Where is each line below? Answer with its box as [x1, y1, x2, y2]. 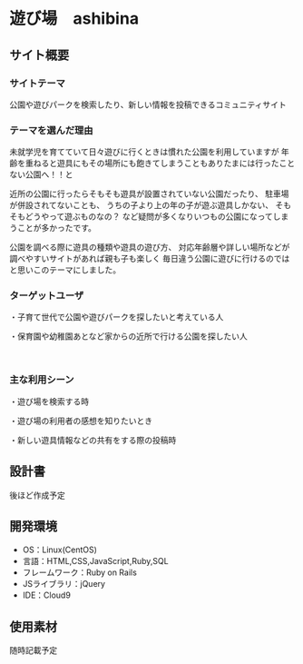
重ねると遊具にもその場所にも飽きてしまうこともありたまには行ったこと [24, 158, 296, 169]
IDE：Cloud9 [22, 590, 71, 600]
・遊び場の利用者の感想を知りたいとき [9, 415, 152, 426]
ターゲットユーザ [9, 290, 84, 302]
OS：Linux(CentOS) [22, 544, 98, 555]
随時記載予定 [9, 645, 57, 656]
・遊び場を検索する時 [9, 396, 89, 407]
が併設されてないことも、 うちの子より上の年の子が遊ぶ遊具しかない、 [9, 200, 274, 211]
